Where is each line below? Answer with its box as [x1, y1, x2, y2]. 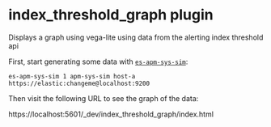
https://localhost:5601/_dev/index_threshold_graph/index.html [8, 109, 214, 119]
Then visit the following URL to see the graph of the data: [8, 93, 199, 103]
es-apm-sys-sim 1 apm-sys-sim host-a [8, 72, 136, 80]
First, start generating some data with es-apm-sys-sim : [8, 57, 188, 66]
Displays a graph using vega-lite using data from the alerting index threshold [8, 32, 264, 42]
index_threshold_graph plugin [8, 6, 214, 24]
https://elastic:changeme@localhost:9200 [8, 79, 150, 87]
